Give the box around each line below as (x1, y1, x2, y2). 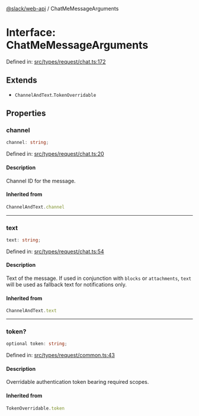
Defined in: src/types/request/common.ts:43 (6, 352, 115, 359)
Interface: (6, 26, 56, 39)
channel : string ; (6, 140, 49, 146)
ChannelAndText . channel (6, 204, 65, 210)
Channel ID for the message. (6, 177, 76, 184)
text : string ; (6, 237, 41, 243)
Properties (6, 108, 46, 118)
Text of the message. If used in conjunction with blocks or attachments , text (6, 275, 191, 282)
